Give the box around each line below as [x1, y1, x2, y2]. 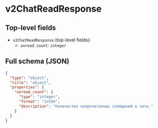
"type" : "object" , [10, 75, 49, 81]
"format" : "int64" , [18, 99, 60, 105]
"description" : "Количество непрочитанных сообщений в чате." [18, 104, 153, 109]
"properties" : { [10, 85, 44, 90]
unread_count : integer [20, 42, 67, 48]
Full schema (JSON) [5, 57, 70, 66]
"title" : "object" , [10, 80, 51, 85]
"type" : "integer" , [18, 94, 60, 99]
